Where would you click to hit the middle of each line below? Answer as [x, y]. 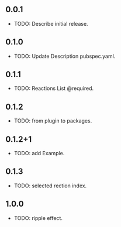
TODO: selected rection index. [50, 186]
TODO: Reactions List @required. [54, 88]
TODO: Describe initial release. [51, 23]
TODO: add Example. [39, 153]
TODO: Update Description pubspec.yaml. [65, 56]
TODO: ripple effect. [38, 218]
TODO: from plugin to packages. [53, 121]
